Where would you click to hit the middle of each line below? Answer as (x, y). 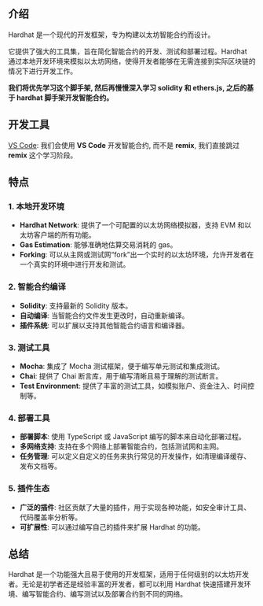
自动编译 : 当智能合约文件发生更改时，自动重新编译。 (104, 315)
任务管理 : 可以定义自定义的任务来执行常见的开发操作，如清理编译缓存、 (135, 456)
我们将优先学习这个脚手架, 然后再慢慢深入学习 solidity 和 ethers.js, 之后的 (128, 87)
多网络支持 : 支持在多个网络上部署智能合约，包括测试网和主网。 (121, 446)
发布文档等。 (40, 466)
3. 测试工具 (29, 347)
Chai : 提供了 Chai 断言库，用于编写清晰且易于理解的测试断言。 (121, 375)
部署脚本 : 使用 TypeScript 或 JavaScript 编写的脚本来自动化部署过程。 (132, 437)
